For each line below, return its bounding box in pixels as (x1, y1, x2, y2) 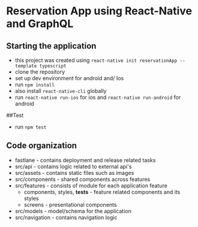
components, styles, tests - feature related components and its (23, 188, 181, 195)
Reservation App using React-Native (6, 4, 193, 18)
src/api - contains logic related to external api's (14, 163, 132, 170)
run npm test (14, 123, 47, 130)
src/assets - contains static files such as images (14, 169, 134, 176)
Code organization (6, 141, 77, 151)
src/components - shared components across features (14, 175, 151, 183)
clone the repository (14, 68, 65, 75)
